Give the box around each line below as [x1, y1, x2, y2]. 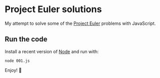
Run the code [5, 35, 48, 44]
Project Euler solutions [5, 4, 102, 15]
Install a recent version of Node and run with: [5, 48, 99, 54]
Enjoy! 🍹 [5, 67, 22, 73]
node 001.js [5, 58, 30, 63]
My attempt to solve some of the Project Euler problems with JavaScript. [5, 20, 156, 26]
